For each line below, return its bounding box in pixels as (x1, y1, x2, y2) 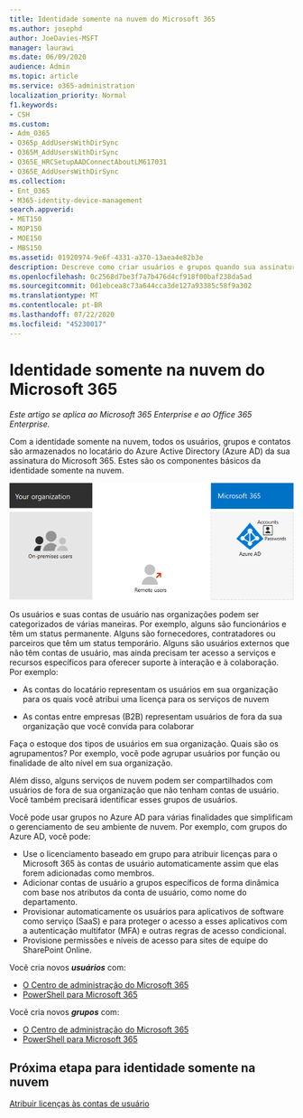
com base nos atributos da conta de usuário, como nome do (22, 887, 247, 898)
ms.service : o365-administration (9, 81, 135, 90)
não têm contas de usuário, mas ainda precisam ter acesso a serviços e (9, 647, 277, 659)
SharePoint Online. (22, 944, 92, 955)
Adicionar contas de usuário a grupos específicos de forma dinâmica (22, 878, 280, 888)
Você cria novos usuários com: (9, 963, 126, 973)
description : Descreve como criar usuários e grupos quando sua (9, 262, 256, 271)
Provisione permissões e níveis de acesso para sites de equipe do (22, 935, 269, 946)
